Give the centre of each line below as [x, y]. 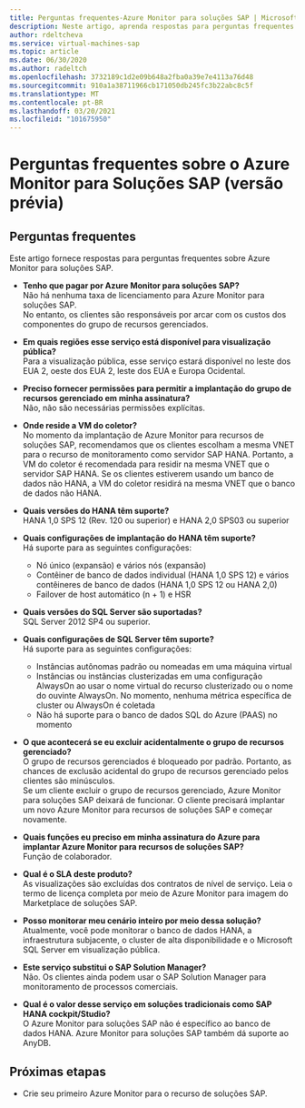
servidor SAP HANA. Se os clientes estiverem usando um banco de [148, 474]
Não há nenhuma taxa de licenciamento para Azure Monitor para [143, 296]
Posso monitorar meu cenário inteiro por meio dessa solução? [142, 921]
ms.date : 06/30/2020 [49, 60]
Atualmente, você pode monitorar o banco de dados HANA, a [137, 931]
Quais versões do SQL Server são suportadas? [112, 612]
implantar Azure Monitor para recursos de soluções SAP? [133, 847]
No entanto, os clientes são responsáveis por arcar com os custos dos [154, 315]
